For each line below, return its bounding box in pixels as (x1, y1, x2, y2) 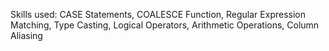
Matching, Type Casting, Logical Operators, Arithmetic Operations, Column (10, 19, 320, 31)
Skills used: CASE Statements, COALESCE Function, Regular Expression (10, 9, 306, 20)
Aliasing (10, 30, 43, 41)
